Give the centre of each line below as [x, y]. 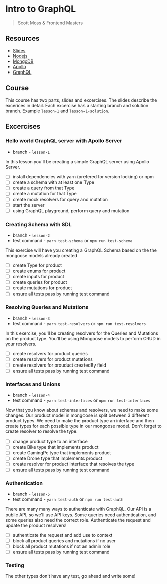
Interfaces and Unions [33, 384]
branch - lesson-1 [31, 152]
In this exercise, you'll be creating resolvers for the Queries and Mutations [82, 333]
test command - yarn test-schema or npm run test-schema [72, 240]
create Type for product [37, 265]
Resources [22, 39]
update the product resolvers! [36, 525]
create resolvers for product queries [50, 353]
